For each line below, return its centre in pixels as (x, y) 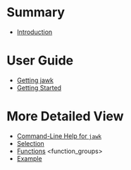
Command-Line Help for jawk (59, 136)
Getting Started (39, 87)
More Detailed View (65, 117)
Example (30, 158)
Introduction (35, 32)
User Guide (40, 61)
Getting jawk (35, 80)
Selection (31, 143)
